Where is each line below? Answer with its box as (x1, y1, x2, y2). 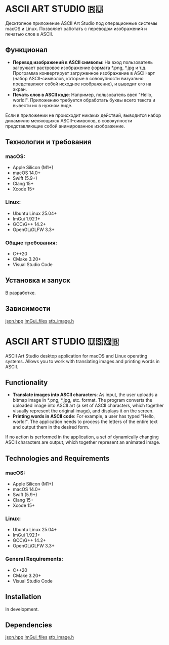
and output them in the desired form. (12, 424, 90, 430)
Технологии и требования (5, 138, 92, 146)
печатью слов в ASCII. (5, 31, 54, 37)
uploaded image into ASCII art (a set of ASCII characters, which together (12, 402, 164, 409)
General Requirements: (5, 556, 63, 563)
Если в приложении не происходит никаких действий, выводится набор (5, 112, 161, 118)
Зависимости (5, 304, 51, 313)
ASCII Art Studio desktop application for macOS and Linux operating (5, 352, 148, 359)
